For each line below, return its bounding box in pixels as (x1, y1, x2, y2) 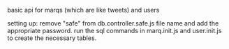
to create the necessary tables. (7, 34, 97, 42)
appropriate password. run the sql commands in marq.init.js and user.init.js (7, 27, 222, 35)
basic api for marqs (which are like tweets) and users (7, 6, 160, 14)
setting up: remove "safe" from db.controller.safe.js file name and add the (7, 19, 219, 27)
